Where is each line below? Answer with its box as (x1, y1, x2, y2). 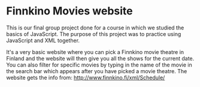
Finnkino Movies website (6, 4, 133, 18)
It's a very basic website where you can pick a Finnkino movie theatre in (6, 48, 184, 55)
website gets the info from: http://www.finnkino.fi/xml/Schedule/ (6, 74, 165, 81)
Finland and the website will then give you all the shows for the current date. (6, 55, 195, 62)
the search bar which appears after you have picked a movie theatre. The (6, 67, 187, 74)
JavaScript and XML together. (6, 37, 80, 44)
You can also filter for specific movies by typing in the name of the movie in (6, 61, 193, 68)
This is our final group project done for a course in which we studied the (6, 24, 184, 31)
